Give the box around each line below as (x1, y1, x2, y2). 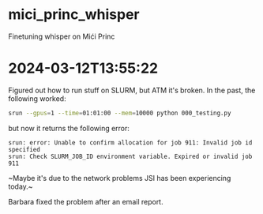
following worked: (8, 93, 66, 103)
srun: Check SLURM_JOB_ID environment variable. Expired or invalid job (8, 152, 253, 160)
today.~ (8, 182, 33, 191)
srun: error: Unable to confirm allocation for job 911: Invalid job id (8, 138, 253, 147)
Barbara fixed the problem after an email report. (8, 197, 163, 206)
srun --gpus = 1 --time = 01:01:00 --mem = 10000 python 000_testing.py (8, 109, 231, 117)
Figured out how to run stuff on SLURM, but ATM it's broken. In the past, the (8, 85, 256, 95)
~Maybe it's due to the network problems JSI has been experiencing (8, 173, 231, 182)
